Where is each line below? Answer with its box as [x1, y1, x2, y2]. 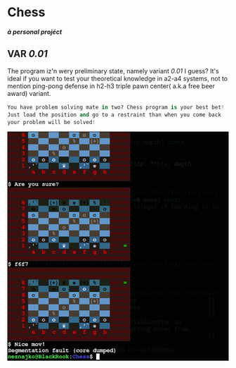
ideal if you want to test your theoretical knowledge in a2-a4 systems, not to [7, 74, 228, 82]
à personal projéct [7, 27, 63, 36]
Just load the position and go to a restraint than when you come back [7, 111, 221, 118]
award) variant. [7, 89, 51, 97]
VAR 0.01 [7, 48, 48, 60]
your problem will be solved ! [7, 118, 96, 125]
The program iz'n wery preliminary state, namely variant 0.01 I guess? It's [7, 66, 219, 75]
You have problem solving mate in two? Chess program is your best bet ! [7, 104, 225, 111]
